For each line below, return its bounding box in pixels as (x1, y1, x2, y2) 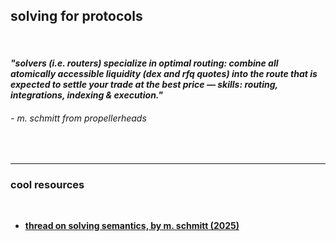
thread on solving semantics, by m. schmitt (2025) (24, 219, 240, 231)
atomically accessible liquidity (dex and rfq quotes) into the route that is (10, 68, 318, 80)
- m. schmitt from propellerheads (10, 112, 147, 124)
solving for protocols (10, 8, 143, 25)
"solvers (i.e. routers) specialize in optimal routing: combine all (10, 57, 279, 69)
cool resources (10, 177, 85, 191)
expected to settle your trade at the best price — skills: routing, (10, 79, 278, 91)
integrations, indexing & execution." (10, 89, 163, 101)
